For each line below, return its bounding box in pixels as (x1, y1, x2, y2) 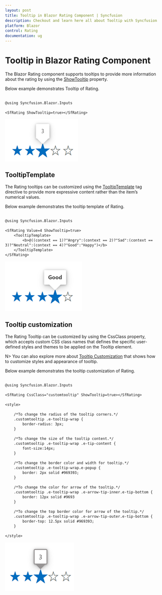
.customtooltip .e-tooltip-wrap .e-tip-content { (14, 441, 116, 446)
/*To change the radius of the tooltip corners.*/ (14, 412, 118, 417)
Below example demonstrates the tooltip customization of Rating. (5, 367, 135, 374)
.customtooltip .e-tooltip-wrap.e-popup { (14, 465, 101, 470)
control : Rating (5, 28, 38, 34)
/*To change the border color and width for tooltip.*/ (14, 460, 130, 465)
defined (5, 344, 21, 350)
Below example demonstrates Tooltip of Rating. (5, 86, 99, 91)
